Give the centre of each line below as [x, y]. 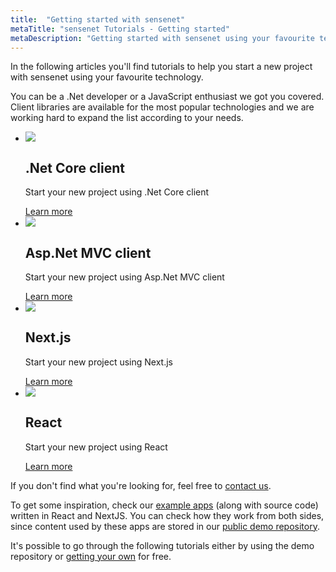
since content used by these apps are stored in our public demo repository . [165, 526]
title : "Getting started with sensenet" [98, 19]
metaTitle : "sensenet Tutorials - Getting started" [120, 29]
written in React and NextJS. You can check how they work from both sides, [167, 515]
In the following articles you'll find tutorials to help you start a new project [161, 67]
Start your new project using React [96, 447]
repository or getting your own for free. [91, 556]
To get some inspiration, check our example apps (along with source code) [164, 505]
